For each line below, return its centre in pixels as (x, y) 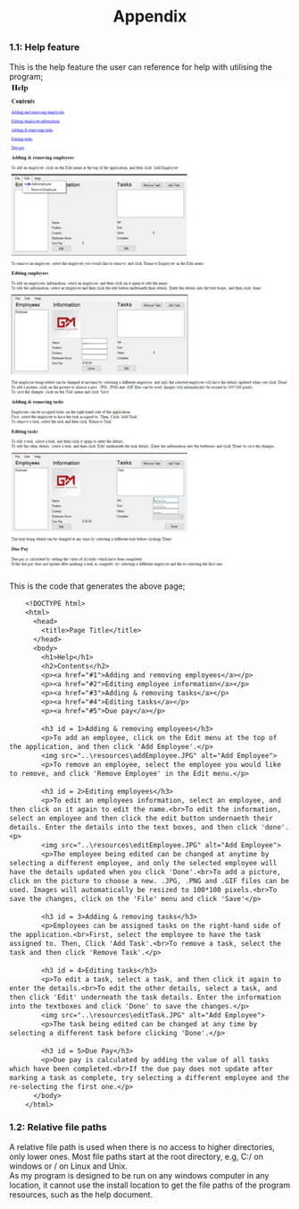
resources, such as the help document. (81, 1194)
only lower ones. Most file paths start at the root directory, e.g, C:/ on (136, 1156)
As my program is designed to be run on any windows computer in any (139, 1175)
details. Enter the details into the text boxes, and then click (133, 828)
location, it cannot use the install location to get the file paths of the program (150, 1185)
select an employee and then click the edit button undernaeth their (141, 819)
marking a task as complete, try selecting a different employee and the (149, 1078)
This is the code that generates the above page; (97, 586)
